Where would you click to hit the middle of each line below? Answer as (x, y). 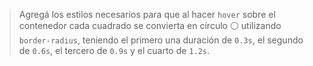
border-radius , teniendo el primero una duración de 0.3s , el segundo (161, 40)
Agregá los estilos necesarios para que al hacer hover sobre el (147, 14)
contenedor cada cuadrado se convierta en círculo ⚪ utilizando (150, 25)
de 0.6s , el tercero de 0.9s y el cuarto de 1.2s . (114, 50)
